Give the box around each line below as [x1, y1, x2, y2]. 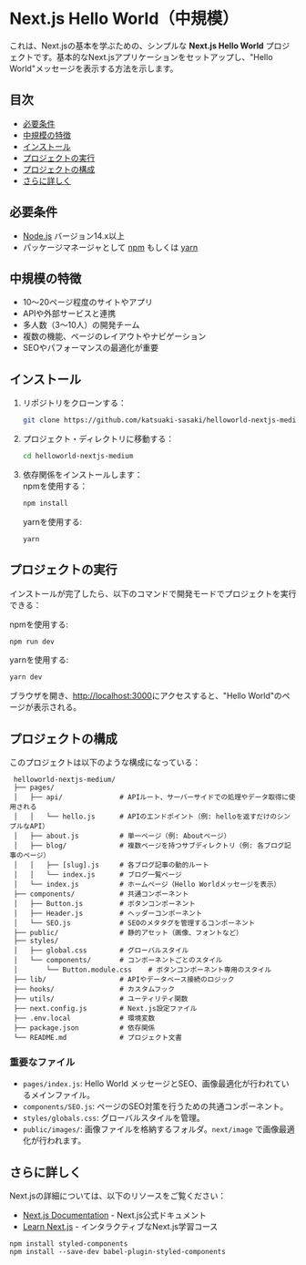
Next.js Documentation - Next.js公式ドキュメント [22, 1209, 208, 1221]
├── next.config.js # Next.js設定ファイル [13, 1004, 198, 1013]
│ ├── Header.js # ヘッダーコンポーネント [13, 909, 203, 919]
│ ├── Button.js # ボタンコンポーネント [13, 900, 196, 909]
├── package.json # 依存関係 [13, 1023, 156, 1033]
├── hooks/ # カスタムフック [13, 985, 176, 994]
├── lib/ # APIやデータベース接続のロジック [13, 975, 235, 984]
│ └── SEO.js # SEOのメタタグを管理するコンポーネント [13, 919, 256, 928]
